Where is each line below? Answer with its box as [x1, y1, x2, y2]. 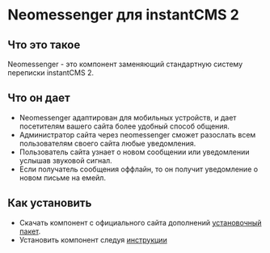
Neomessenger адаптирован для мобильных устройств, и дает [19, 112, 237, 122]
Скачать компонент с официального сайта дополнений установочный [19, 217, 262, 227]
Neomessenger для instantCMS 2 [7, 6, 239, 24]
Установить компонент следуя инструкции [19, 234, 167, 244]
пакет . [19, 226, 41, 236]
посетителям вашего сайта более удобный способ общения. [19, 121, 230, 131]
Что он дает [7, 91, 70, 105]
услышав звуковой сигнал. [19, 155, 112, 165]
